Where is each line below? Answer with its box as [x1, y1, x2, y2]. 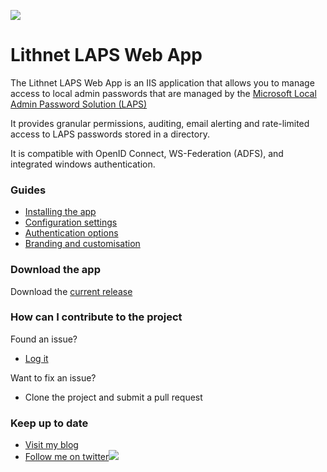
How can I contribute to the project [10, 310, 183, 324]
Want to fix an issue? [10, 371, 97, 384]
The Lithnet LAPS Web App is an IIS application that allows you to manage [10, 76, 315, 89]
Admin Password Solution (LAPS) [10, 98, 148, 110]
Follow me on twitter [24, 451, 110, 463]
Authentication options [24, 227, 119, 239]
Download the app [10, 263, 101, 277]
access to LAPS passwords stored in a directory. [10, 128, 210, 140]
